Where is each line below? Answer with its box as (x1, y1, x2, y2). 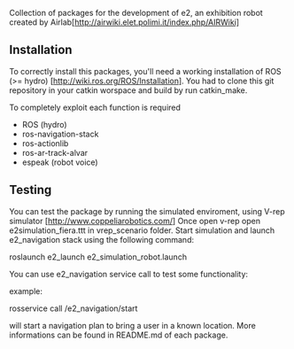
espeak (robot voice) (21, 157, 99, 167)
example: (9, 285, 43, 296)
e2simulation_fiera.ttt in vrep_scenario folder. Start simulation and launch (9, 225, 275, 236)
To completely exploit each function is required (9, 102, 182, 112)
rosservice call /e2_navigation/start (9, 303, 138, 314)
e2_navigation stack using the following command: (9, 234, 195, 244)
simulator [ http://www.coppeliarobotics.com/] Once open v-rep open (9, 215, 261, 226)
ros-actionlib (21, 137, 69, 149)
